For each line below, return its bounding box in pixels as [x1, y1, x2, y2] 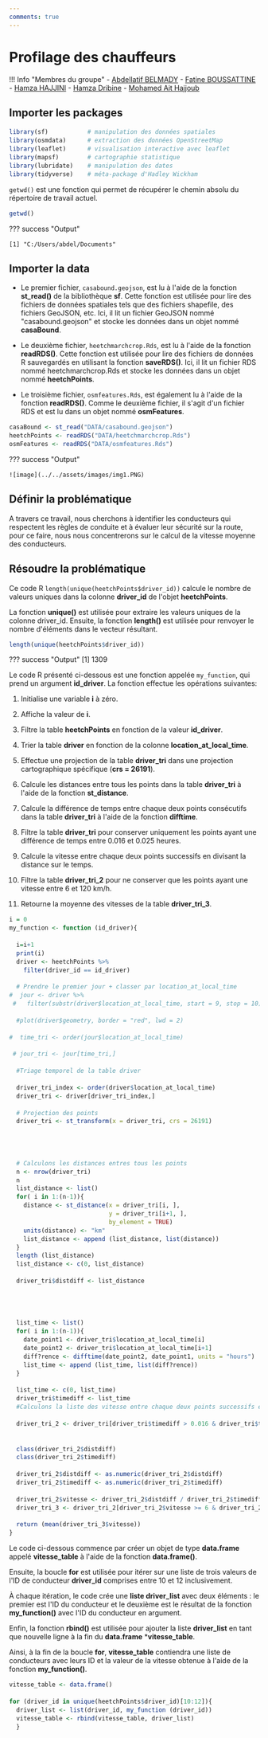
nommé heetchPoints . [20, 374, 95, 384]
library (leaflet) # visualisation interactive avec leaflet [9, 145, 230, 153]
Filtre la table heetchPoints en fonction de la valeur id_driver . [20, 725, 223, 734]
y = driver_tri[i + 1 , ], [108, 1210, 188, 1218]
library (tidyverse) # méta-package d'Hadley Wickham [9, 170, 198, 178]
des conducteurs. [9, 538, 67, 549]
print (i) [16, 949, 45, 957]
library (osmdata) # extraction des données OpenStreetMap [9, 136, 223, 145]
